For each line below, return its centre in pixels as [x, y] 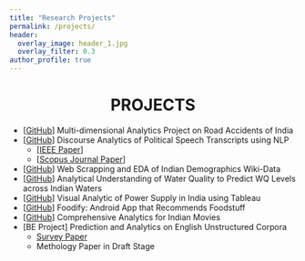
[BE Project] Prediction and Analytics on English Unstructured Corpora [155, 226]
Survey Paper [62, 236]
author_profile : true [51, 60]
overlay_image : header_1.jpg [73, 43]
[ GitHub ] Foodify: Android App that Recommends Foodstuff [134, 207]
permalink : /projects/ [52, 26]
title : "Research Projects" [63, 18]
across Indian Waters [62, 188]
